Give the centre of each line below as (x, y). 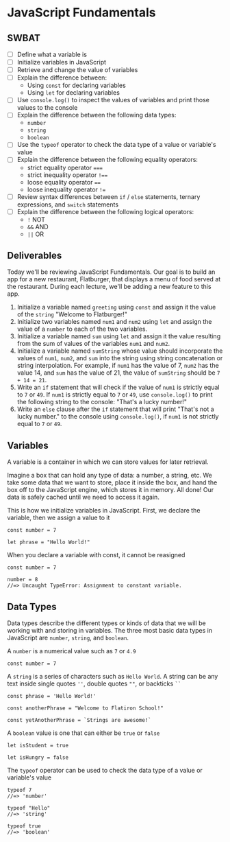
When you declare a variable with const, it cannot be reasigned (96, 555)
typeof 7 (20, 791)
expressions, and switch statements (67, 204)
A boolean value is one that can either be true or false (84, 733)
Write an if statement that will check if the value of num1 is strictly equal (118, 387)
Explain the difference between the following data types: (97, 115)
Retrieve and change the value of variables (77, 70)
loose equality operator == (64, 182)
